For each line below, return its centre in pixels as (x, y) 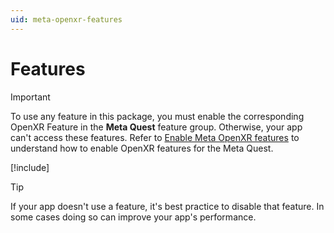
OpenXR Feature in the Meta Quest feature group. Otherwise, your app (156, 127)
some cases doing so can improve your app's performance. (133, 217)
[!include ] (30, 167)
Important (30, 97)
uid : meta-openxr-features (66, 19)
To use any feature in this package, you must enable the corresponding (157, 116)
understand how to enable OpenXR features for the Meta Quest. (142, 148)
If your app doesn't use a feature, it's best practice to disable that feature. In (167, 206)
